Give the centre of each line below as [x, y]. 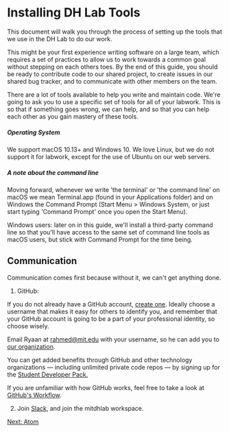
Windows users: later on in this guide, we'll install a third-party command [110, 225]
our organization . [31, 346]
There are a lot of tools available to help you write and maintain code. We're [114, 95]
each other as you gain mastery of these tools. [73, 116]
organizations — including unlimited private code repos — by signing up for [114, 367]
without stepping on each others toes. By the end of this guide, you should [112, 67]
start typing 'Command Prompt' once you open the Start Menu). [97, 211]
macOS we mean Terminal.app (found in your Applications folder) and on [110, 197]
